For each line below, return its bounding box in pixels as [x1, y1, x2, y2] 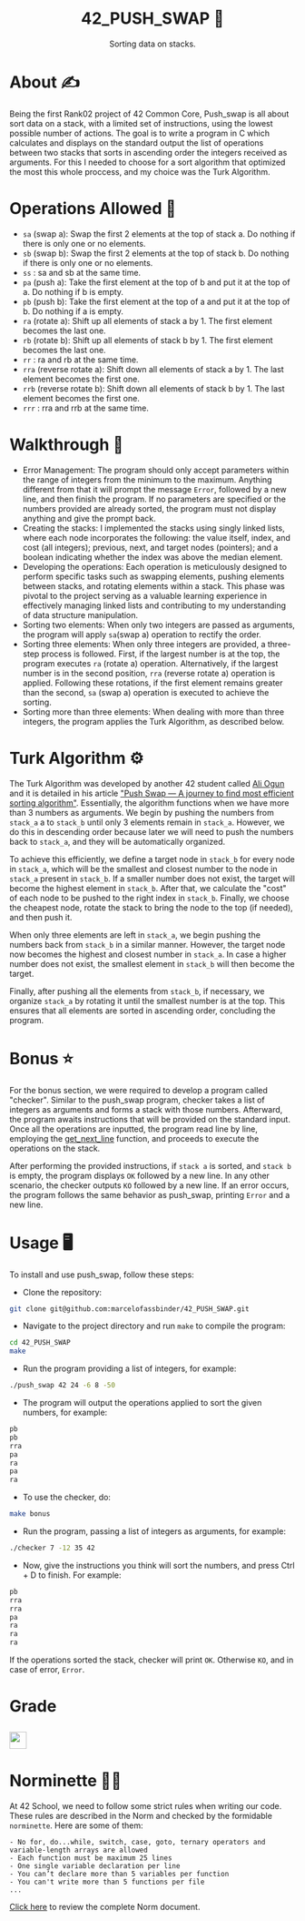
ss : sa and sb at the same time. [22, 267, 142, 278]
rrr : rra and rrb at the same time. [22, 402, 150, 413]
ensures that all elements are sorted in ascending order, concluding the [9, 1005, 276, 1016]
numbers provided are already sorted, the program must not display [22, 503, 277, 513]
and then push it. [9, 911, 73, 922]
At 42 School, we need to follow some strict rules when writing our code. [9, 1801, 282, 1812]
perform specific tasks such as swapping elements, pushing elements [22, 571, 285, 582]
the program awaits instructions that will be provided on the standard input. [9, 1113, 290, 1124]
